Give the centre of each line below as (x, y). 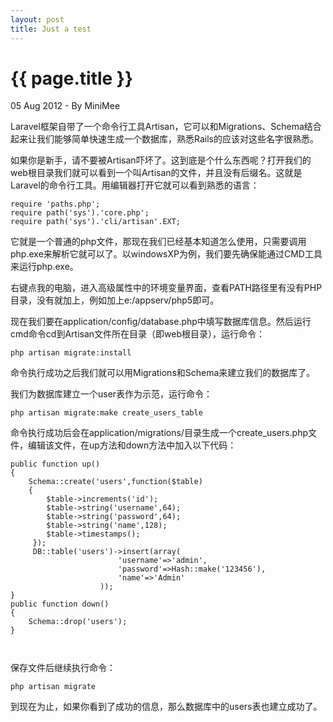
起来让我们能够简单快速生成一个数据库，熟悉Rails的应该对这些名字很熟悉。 (164, 139)
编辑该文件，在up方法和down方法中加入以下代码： (132, 445)
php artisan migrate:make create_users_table (106, 413)
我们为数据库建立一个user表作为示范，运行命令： (111, 394)
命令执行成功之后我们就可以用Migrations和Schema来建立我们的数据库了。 (163, 373)
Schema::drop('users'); (78, 622)
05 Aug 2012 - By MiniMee (65, 106)
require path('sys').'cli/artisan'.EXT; (96, 222)
